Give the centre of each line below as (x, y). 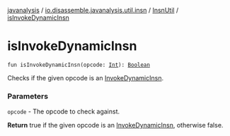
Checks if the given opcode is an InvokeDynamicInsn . (86, 78)
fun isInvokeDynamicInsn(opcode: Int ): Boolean (79, 65)
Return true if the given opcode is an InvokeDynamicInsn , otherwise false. (115, 125)
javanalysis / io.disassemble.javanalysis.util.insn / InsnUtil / (93, 10)
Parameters (28, 96)
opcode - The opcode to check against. (64, 111)
